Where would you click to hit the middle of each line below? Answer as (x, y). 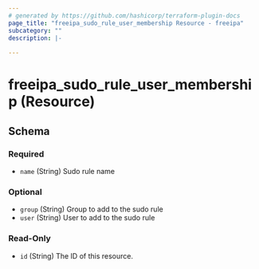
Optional (25, 192)
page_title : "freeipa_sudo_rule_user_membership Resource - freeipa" (126, 23)
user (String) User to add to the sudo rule (87, 218)
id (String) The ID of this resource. (77, 255)
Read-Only (30, 239)
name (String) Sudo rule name (67, 171)
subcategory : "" (35, 30)
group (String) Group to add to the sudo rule (91, 209)
